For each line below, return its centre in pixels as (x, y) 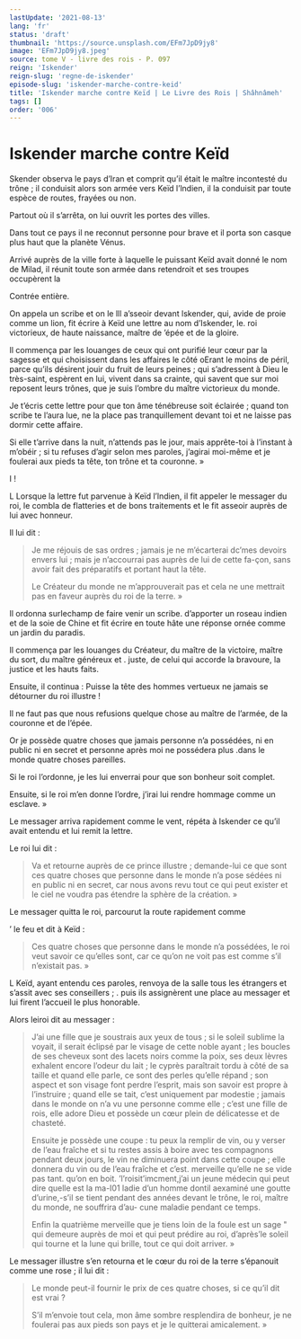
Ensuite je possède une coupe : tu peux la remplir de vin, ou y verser (158, 1140)
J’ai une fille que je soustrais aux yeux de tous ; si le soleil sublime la (158, 1037)
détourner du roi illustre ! (55, 696)
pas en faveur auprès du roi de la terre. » (106, 596)
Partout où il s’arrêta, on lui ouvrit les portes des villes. (110, 216)
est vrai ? (48, 1298)
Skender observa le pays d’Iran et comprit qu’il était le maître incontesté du (148, 179)
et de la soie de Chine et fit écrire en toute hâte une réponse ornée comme (147, 623)
